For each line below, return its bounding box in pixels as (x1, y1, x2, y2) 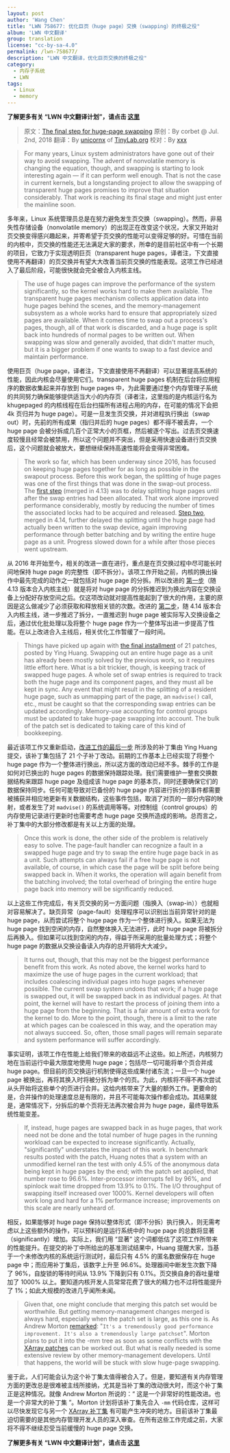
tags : (7, 80, 23, 87)
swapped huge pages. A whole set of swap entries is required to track (23, 671, 222, 679)
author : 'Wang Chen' (7, 16, 66, 23)
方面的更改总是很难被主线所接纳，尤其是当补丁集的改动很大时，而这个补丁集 (7, 1381, 223, 1389)
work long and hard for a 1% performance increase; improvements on (23, 1197, 220, 1204)
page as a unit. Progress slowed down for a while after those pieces (23, 538, 216, 546)
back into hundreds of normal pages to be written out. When (23, 331, 195, 339)
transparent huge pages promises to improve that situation (23, 186, 190, 194)
